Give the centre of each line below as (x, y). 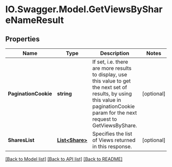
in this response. (112, 146)
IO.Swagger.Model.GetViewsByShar (84, 9)
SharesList (21, 140)
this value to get (112, 81)
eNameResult (35, 20)
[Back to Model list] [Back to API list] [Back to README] (64, 159)
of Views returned (114, 140)
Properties (23, 39)
